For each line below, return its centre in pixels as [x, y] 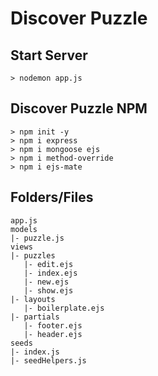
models [24, 229]
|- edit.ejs [48, 264]
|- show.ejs [48, 290]
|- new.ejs [46, 282]
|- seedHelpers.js [48, 360]
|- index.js [35, 352]
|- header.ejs [53, 334]
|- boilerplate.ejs [64, 308]
